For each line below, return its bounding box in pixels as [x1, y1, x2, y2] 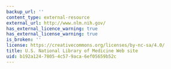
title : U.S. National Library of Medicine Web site [6, 48, 138, 54]
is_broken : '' [6, 37, 42, 43]
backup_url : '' [6, 8, 44, 15]
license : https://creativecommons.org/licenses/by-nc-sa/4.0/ [6, 43, 165, 49]
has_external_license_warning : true [6, 31, 98, 37]
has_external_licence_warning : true [6, 25, 98, 32]
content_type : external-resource [6, 14, 90, 20]
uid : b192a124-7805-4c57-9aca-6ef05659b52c [6, 53, 117, 59]
